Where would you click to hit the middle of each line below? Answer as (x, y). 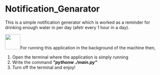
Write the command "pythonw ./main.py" (55, 62)
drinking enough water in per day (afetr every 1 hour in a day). (67, 27)
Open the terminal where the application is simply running (70, 57)
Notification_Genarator (52, 9)
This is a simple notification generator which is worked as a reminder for (78, 22)
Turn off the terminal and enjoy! (44, 67)
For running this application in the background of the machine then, (88, 47)
